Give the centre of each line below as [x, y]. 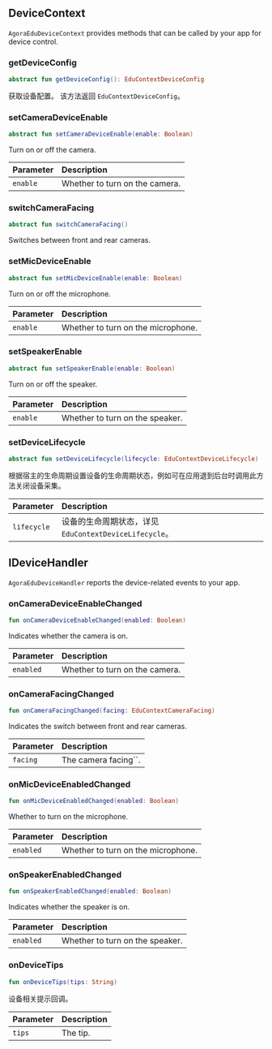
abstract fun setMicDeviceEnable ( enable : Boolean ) [96, 278]
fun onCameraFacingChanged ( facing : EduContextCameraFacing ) [112, 711]
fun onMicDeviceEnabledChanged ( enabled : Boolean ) [94, 801]
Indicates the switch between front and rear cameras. [98, 726]
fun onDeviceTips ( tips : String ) [63, 982]
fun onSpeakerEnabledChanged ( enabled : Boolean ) [90, 891]
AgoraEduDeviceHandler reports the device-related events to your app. [124, 582]
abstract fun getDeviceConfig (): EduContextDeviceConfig [106, 80]
